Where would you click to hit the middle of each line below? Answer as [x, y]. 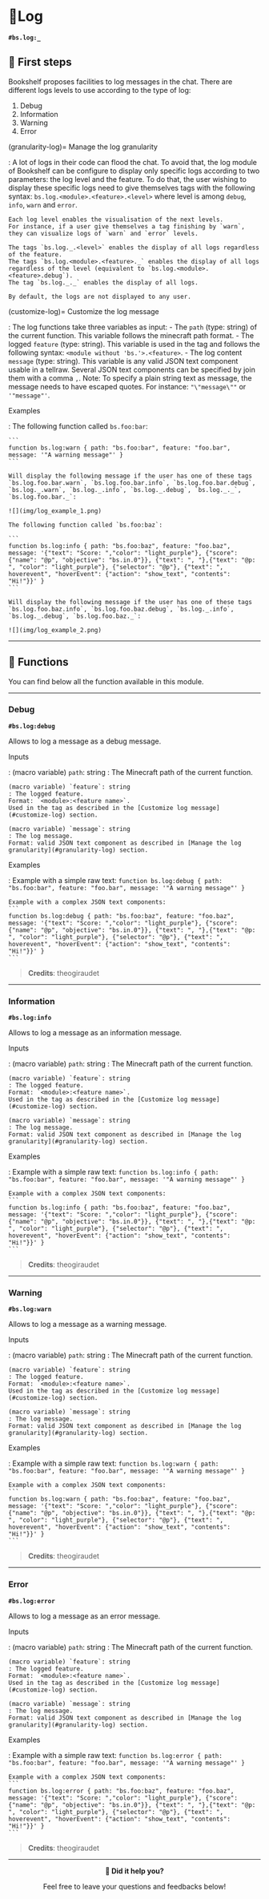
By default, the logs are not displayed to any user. [100, 296]
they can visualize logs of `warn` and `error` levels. [103, 233]
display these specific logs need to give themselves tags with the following [132, 187]
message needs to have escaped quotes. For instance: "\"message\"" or [127, 386]
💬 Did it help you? [134, 1871]
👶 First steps [40, 62]
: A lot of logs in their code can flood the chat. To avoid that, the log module [133, 162]
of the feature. [35, 254]
